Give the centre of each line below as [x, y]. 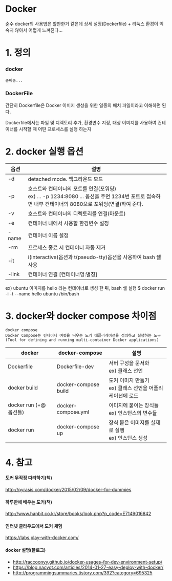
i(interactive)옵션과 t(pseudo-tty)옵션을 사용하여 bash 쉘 [94, 257]
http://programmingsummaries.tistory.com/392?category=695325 [82, 573]
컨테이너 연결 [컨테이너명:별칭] [63, 274]
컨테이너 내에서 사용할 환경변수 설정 [68, 223]
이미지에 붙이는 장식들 [134, 405]
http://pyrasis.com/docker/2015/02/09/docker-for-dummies [68, 489]
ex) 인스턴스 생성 [128, 438]
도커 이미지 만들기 [129, 380]
